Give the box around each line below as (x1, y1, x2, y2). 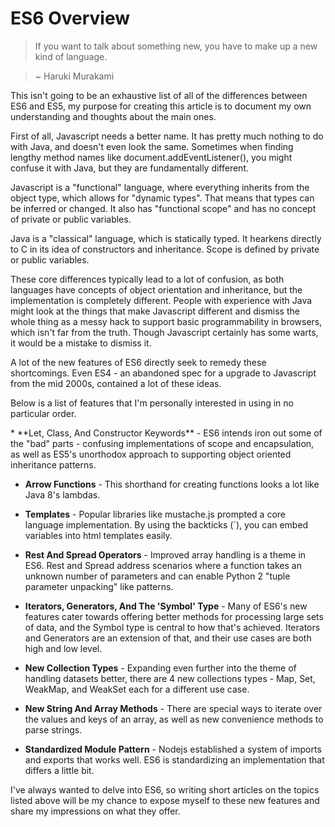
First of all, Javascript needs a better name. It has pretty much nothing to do (10, 130, 324, 142)
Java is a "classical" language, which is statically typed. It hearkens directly (10, 232, 322, 244)
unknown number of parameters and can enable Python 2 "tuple (24, 570, 291, 582)
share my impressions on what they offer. (10, 805, 181, 817)
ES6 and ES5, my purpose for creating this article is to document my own (10, 100, 312, 112)
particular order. (10, 407, 77, 419)
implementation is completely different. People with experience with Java (10, 294, 313, 306)
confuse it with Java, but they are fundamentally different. (10, 162, 250, 174)
